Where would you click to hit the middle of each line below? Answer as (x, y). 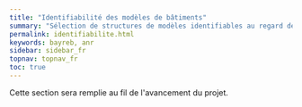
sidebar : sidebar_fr (48, 51)
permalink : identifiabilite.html (72, 34)
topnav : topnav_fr (44, 59)
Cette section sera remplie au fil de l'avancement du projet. (119, 92)
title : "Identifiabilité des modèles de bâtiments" (108, 17)
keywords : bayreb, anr (52, 42)
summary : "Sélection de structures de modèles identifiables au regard (146, 26)
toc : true (28, 68)
